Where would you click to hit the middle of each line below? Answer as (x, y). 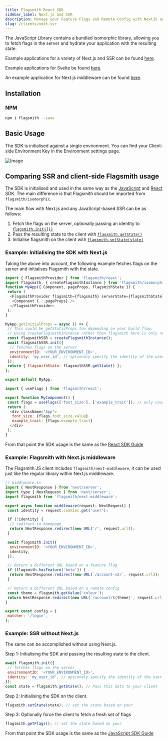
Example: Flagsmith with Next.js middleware (60, 457)
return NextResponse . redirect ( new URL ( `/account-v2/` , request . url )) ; (85, 575)
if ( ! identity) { (25, 519)
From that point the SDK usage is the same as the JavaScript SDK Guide (79, 733)
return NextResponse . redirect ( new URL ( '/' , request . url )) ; (72, 529)
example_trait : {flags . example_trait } (52, 421)
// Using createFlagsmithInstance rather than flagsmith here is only (82, 333)
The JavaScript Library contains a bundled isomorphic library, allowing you (82, 38)
